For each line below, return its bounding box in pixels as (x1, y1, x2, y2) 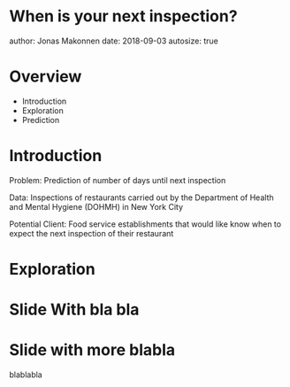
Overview (9, 66, 82, 87)
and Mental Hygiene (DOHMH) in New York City (9, 201, 184, 212)
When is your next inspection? (9, 6, 238, 27)
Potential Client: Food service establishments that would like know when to (9, 219, 281, 229)
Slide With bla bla (9, 299, 140, 320)
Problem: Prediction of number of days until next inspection (9, 174, 226, 185)
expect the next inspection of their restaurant (9, 228, 174, 238)
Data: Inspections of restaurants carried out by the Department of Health (9, 192, 274, 203)
